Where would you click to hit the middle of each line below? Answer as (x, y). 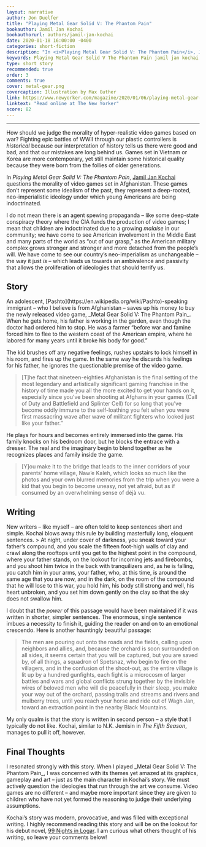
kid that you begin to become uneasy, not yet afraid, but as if (98, 486)
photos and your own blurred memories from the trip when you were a (110, 479)
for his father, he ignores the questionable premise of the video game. (94, 366)
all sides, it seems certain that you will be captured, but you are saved (109, 655)
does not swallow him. (35, 599)
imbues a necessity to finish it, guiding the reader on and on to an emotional (102, 624)
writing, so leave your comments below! (57, 837)
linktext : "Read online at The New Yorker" (63, 103)
